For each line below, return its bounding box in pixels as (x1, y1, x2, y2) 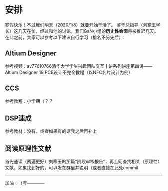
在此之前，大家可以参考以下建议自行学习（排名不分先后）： (5, 34, 126, 40)
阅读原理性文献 (5, 144, 51, 153)
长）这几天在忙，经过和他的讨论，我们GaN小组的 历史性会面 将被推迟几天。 (5, 28, 159, 34)
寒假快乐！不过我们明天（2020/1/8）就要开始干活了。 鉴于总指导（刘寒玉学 (5, 22, 161, 28)
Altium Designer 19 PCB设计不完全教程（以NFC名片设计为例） (5, 69, 133, 75)
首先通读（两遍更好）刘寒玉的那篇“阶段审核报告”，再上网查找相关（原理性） (5, 158, 162, 165)
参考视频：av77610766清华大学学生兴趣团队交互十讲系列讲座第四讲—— (5, 63, 153, 69)
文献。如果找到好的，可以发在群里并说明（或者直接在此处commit (5, 165, 139, 171)
